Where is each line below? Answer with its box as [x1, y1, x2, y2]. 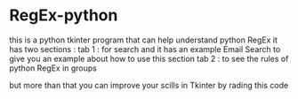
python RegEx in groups [9, 63, 98, 73]
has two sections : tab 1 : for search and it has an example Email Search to [9, 43, 281, 54]
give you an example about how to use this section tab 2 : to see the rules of [9, 53, 289, 64]
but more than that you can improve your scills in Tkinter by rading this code [9, 80, 289, 90]
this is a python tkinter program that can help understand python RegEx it [9, 34, 278, 45]
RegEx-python [9, 5, 118, 26]
